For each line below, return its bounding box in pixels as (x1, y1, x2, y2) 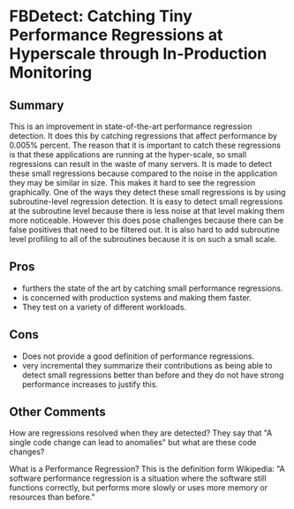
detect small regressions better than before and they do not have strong (21, 369, 284, 380)
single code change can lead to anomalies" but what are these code (9, 437, 257, 448)
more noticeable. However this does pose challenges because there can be (9, 215, 284, 225)
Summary (9, 97, 64, 112)
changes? (9, 446, 45, 457)
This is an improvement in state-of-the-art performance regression (9, 121, 253, 132)
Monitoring (9, 63, 93, 83)
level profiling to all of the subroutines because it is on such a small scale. (9, 234, 277, 244)
